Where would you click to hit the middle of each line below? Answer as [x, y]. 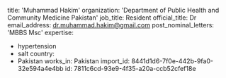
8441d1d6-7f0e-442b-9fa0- [172, 61]
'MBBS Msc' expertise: [41, 32]
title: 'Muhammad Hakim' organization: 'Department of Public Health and [113, 10]
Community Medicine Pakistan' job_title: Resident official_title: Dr [102, 18]
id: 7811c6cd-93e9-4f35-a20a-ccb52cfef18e [130, 69]
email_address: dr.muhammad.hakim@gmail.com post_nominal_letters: [111, 25]
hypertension [37, 46]
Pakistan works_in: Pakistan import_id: [73, 61]
